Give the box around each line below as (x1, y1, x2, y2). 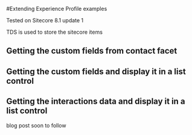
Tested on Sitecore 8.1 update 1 (6, 17, 84, 24)
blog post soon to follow (6, 122, 66, 129)
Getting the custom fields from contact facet (6, 46, 178, 56)
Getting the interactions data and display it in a (6, 96, 185, 107)
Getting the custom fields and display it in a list (6, 66, 186, 77)
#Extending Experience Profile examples (6, 5, 107, 12)
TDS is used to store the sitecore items (6, 28, 103, 36)
